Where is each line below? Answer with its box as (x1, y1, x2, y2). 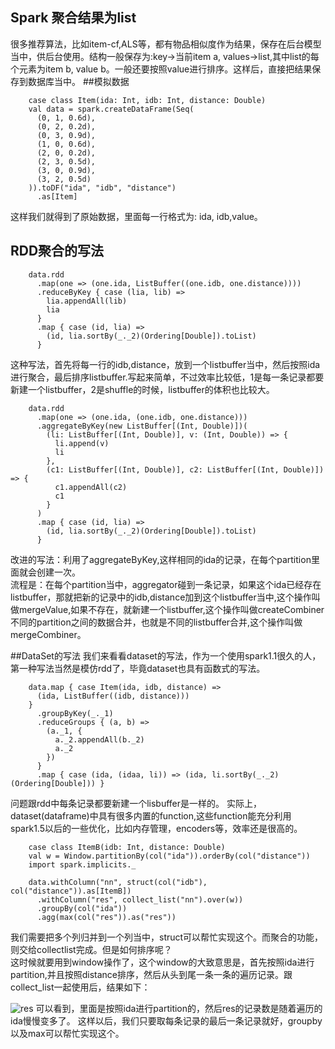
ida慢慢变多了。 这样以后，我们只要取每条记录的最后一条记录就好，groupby (10, 1014, 323, 1027)
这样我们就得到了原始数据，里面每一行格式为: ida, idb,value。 (10, 210, 263, 222)
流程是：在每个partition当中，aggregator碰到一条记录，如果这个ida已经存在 (10, 578, 322, 590)
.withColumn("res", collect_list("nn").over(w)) (36, 894, 244, 905)
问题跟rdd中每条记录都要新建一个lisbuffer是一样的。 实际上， (10, 797, 262, 809)
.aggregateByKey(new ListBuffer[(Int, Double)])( (36, 421, 248, 431)
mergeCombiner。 (10, 628, 87, 640)
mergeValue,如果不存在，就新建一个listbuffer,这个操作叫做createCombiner (18, 603, 325, 615)
